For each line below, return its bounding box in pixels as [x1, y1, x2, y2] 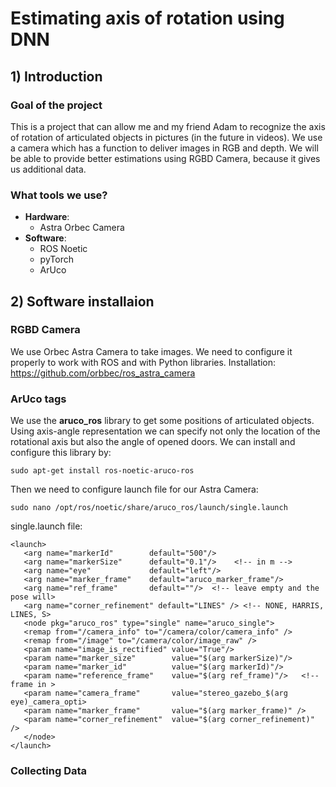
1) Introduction [10, 68, 103, 85]
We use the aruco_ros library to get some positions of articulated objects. [10, 415, 315, 427]
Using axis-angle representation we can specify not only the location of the [10, 425, 321, 437]
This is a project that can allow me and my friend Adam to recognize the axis [10, 120, 326, 132]
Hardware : [24, 211, 70, 223]
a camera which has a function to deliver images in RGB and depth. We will [10, 142, 319, 154]
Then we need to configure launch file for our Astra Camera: [10, 483, 259, 496]
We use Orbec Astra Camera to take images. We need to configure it [10, 345, 293, 357]
